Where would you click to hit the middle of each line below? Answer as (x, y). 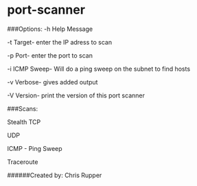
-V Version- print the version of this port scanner (76, 95)
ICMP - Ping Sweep (35, 148)
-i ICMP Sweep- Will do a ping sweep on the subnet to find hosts (99, 69)
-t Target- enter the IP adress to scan (59, 42)
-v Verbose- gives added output (53, 82)
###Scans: (23, 108)
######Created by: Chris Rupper (55, 175)
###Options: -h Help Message (50, 29)
